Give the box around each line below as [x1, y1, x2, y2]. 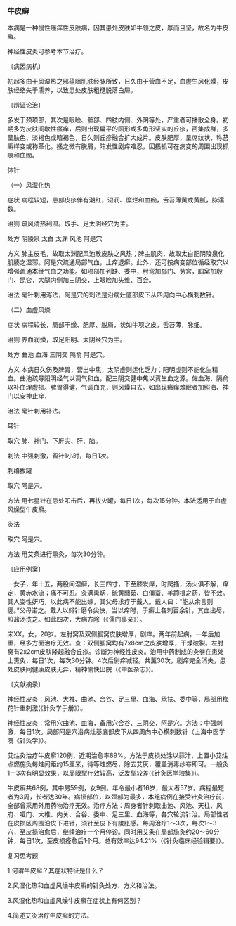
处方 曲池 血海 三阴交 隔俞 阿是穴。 [7, 350, 109, 359]
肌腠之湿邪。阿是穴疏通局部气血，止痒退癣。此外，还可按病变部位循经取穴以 [7, 258, 229, 266]
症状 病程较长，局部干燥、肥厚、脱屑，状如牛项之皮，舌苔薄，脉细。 [7, 321, 206, 329]
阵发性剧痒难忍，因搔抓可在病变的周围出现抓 [99, 142, 229, 150]
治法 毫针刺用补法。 [7, 406, 65, 416]
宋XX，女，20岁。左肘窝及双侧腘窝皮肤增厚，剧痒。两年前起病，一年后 [7, 630, 214, 638]
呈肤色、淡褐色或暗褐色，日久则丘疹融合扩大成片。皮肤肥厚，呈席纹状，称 [7, 134, 223, 142]
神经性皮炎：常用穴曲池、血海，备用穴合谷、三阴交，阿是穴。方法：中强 [7, 719, 216, 727]
